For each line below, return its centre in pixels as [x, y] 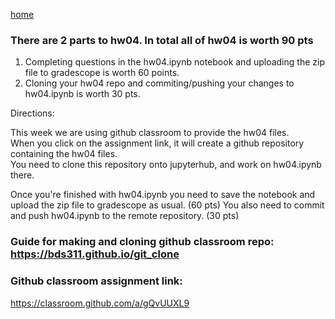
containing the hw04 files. [64, 154]
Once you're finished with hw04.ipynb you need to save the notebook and [163, 195]
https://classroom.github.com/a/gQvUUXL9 [100, 303]
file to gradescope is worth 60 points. [102, 73]
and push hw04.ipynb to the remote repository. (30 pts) [125, 216]
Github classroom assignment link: [96, 281]
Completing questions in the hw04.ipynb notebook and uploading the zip [174, 62]
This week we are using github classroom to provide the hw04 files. [150, 133]
